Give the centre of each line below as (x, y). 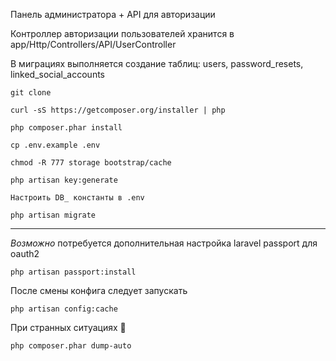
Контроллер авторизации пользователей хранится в (122, 33)
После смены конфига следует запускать (99, 290)
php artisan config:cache (64, 309)
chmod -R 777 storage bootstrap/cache (91, 163)
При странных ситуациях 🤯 (68, 327)
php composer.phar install (66, 128)
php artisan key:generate (64, 180)
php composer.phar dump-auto (71, 346)
